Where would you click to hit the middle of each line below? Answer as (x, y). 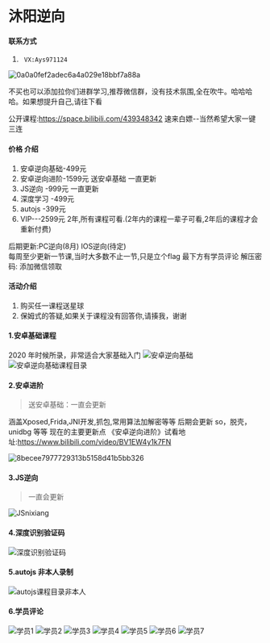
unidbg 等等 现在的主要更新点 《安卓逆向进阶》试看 (93, 432)
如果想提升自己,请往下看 (62, 102)
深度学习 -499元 (47, 198)
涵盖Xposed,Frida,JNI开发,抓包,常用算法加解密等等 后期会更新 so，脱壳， (130, 422)
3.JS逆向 (23, 478)
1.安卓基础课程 (32, 336)
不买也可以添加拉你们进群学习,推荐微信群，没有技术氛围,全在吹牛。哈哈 (127, 92)
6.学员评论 (26, 612)
